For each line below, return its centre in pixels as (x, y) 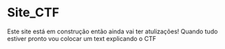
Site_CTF (33, 13)
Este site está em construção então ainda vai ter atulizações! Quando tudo (112, 31)
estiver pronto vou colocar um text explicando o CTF (82, 38)
